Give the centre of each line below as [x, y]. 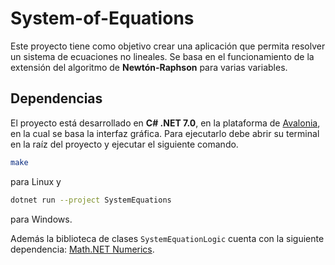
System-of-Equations [102, 18]
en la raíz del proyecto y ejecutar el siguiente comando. [124, 144]
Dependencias [56, 98]
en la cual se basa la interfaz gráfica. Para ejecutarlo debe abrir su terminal [165, 133]
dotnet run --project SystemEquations [91, 200]
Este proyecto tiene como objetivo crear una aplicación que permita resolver [168, 46]
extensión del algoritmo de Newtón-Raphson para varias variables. [149, 67]
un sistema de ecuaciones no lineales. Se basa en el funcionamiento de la [162, 56]
